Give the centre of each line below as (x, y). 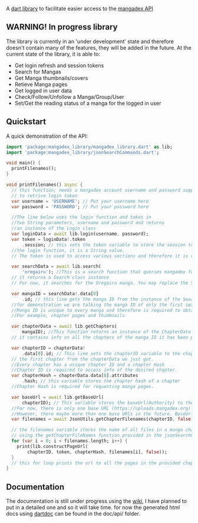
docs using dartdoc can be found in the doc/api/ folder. (73, 514)
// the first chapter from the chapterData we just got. (83, 359)
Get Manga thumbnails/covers (51, 78)
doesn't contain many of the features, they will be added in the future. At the (99, 47)
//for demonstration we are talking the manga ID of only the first (97, 305)
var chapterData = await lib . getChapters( (64, 327)
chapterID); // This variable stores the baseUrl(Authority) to (102, 403)
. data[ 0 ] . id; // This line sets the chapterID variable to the (101, 353)
